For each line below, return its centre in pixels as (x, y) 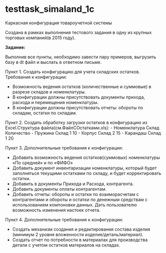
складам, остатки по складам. (45, 113)
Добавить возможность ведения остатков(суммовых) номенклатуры (86, 157)
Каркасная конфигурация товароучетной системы (59, 23)
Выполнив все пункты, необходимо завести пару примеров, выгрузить (81, 57)
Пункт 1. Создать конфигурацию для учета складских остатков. (73, 72)
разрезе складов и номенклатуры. (49, 92)
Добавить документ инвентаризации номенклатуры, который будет (84, 168)
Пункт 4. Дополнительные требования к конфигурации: (64, 219)
